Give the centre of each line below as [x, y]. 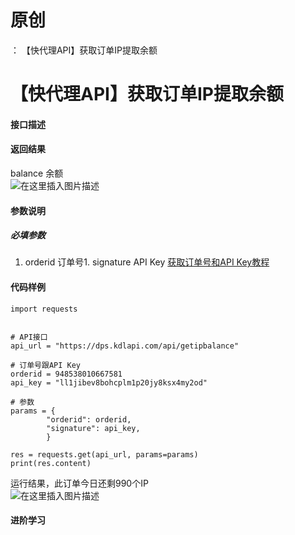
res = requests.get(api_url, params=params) [104, 454]
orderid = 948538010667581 [66, 374]
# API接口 [29, 337]
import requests [44, 309]
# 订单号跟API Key [45, 365]
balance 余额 [37, 173]
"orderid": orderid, [89, 419]
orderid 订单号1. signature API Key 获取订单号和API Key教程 [147, 262]
